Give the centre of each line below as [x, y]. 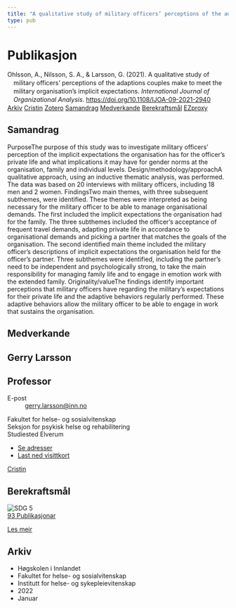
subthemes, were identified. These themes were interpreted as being [107, 199]
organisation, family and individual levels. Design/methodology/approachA [115, 169]
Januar [28, 598]
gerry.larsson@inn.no [56, 406]
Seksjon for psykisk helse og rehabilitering [69, 427]
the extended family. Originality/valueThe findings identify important [106, 281]
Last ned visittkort [44, 455]
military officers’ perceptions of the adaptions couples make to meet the [118, 83]
